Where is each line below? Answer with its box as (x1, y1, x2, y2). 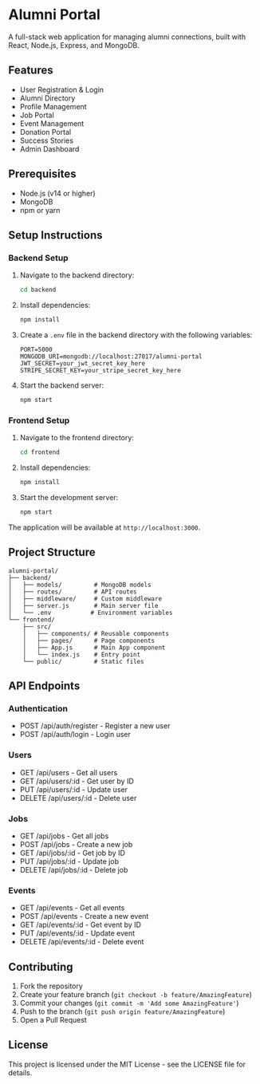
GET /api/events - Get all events (19, 903, 125, 913)
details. (8, 1067, 33, 1078)
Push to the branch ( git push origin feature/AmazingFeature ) (19, 1007, 226, 1016)
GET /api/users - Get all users (19, 767, 118, 777)
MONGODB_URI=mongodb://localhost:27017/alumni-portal (19, 353, 203, 361)
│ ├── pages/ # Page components (22, 637, 156, 644)
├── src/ (22, 622, 52, 631)
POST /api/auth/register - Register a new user (19, 721, 171, 731)
